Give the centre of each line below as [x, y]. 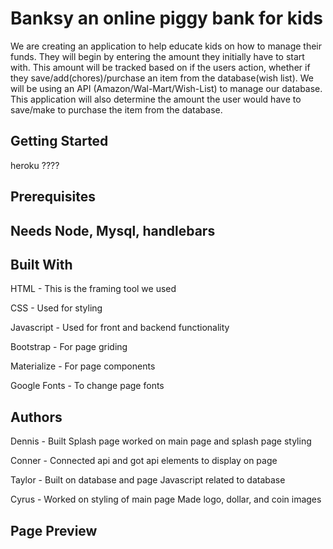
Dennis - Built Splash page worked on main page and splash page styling [161, 441]
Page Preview [54, 530]
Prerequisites [53, 197]
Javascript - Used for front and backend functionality [120, 328]
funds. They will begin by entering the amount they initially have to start [157, 56]
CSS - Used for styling [56, 308]
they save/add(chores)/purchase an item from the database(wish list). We [162, 78]
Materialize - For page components [83, 366]
